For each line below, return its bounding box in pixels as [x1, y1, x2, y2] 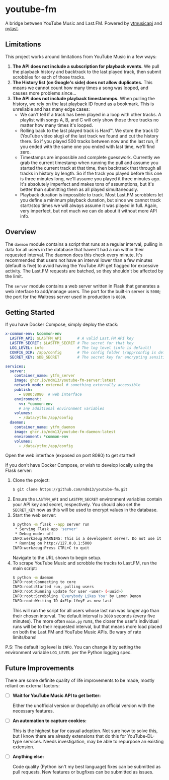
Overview [5, 228, 37, 236]
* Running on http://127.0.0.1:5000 [15, 540, 92, 546]
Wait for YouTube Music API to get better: [12, 692, 101, 698]
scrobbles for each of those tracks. [12, 74, 86, 80]
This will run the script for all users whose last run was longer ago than [12, 607, 159, 613]
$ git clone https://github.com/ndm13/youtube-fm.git [12, 487, 128, 492]
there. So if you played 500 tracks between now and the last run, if [20, 138, 158, 144]
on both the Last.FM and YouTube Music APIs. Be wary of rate [12, 628, 142, 635]
